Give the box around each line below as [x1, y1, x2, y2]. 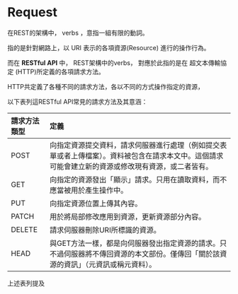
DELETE [11, 224, 38, 234]
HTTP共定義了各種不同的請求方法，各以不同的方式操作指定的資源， [7, 82, 204, 90]
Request [7, 4, 58, 20]
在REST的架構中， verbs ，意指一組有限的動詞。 [7, 28, 149, 37]
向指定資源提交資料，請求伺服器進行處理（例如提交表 [49, 140, 227, 150]
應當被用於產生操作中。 [49, 185, 128, 195]
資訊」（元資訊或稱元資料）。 [63, 259, 157, 269]
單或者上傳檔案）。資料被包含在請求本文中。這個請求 [49, 151, 224, 160]
